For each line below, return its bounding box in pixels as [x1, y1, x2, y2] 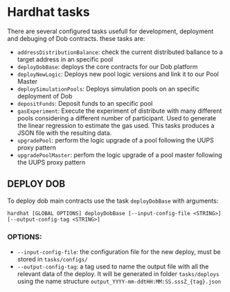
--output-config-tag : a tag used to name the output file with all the [17, 262, 209, 271]
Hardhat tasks [7, 4, 90, 20]
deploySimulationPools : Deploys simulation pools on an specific [17, 84, 200, 93]
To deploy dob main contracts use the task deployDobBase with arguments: [7, 197, 219, 205]
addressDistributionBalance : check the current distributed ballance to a [17, 48, 223, 56]
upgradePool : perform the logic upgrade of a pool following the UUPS [17, 136, 214, 144]
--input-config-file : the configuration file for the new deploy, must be [17, 248, 221, 256]
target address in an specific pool [17, 55, 113, 63]
